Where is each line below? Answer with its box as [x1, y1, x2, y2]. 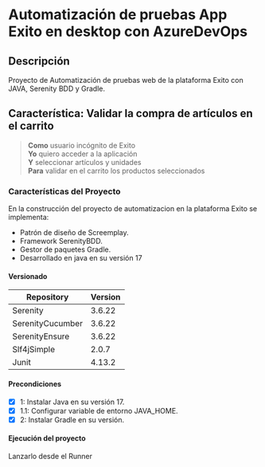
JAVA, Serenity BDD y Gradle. [8, 84, 106, 93]
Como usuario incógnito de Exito [27, 140, 136, 150]
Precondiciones [8, 379, 62, 388]
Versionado [8, 271, 48, 281]
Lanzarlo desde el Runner [8, 451, 93, 461]
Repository [26, 292, 69, 303]
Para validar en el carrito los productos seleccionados [27, 166, 205, 175]
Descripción [8, 54, 70, 68]
